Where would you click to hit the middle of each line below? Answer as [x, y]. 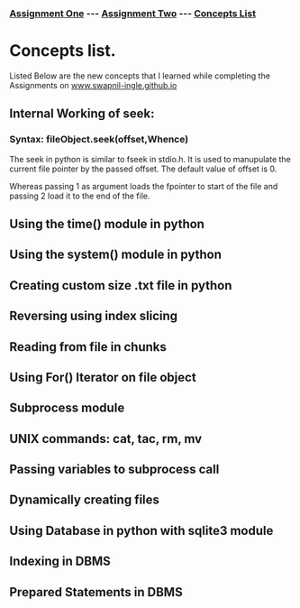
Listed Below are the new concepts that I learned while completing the [140, 76]
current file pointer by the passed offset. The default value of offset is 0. [143, 169]
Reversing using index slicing [94, 316]
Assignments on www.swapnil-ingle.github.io [93, 85]
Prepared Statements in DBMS [96, 592]
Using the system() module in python [116, 255]
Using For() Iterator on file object [103, 377]
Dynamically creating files [85, 500]
